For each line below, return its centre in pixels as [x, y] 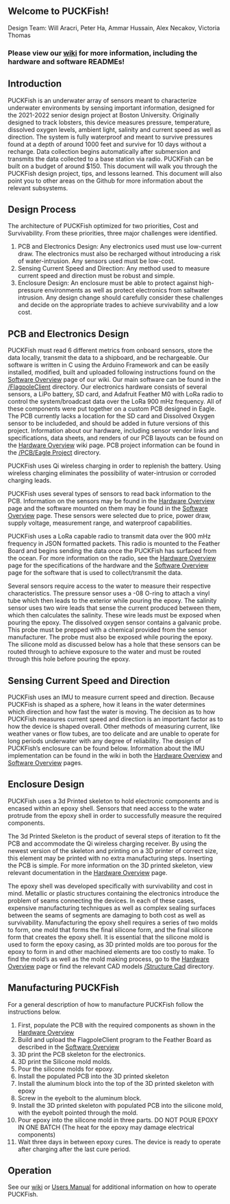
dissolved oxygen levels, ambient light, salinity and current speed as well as [115, 129]
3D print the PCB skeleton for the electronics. [81, 1054]
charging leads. [30, 481]
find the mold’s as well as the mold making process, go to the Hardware [108, 959]
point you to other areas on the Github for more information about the [106, 181]
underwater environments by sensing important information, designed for [111, 107]
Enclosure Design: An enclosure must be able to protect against [107, 283]
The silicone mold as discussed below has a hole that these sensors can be [114, 644]
